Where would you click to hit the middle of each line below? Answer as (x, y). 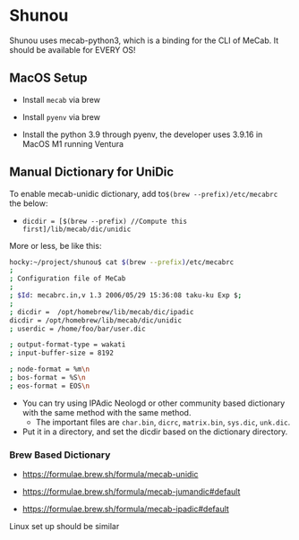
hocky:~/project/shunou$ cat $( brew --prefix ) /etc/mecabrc (122, 262)
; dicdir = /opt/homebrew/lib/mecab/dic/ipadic (102, 312)
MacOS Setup (48, 78)
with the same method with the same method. (107, 412)
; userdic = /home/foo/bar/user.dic (77, 329)
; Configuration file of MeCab (68, 279)
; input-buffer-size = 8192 (62, 353)
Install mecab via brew (61, 99)
